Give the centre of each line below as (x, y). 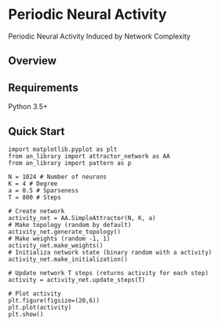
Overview (33, 61)
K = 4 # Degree (33, 183)
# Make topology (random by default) (70, 225)
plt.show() (26, 314)
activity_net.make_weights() (56, 245)
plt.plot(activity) (40, 307)
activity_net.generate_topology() (65, 232)
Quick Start (36, 131)
